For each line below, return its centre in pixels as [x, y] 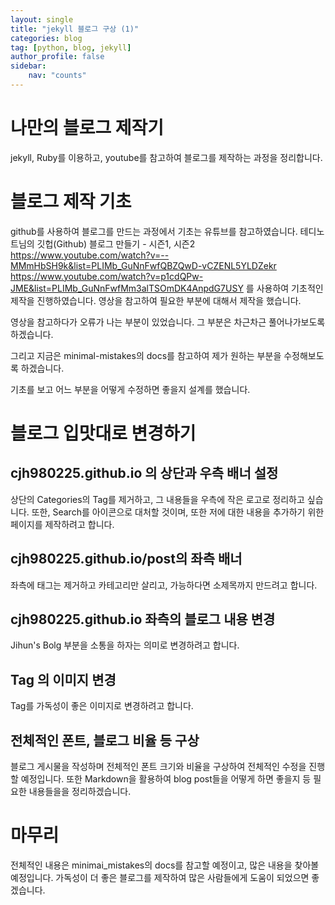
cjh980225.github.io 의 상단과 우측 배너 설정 [144, 473]
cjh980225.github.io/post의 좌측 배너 [126, 559]
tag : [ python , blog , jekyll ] [71, 47]
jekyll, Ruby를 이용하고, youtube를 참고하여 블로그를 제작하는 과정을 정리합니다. [166, 157]
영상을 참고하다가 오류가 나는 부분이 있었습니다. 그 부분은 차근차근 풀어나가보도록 [168, 322]
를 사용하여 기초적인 [284, 288]
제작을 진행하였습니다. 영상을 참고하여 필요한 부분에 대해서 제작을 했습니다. [156, 300]
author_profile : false [57, 57]
